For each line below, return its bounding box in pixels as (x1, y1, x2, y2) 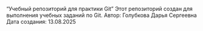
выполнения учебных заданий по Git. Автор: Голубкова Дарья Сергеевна (6, 12, 198, 19)
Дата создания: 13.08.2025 (6, 18, 76, 25)
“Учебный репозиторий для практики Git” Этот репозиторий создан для (6, 5, 193, 12)
